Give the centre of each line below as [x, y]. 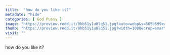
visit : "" [16, 33]
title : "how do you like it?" [38, 10]
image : [12, 24]
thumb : [12, 28]
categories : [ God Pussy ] [34, 19]
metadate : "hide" [24, 14]
